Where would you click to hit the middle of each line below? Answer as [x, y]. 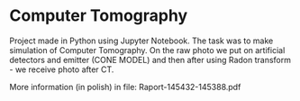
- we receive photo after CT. [62, 69]
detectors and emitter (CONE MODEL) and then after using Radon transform [150, 60]
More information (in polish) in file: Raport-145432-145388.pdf [125, 87]
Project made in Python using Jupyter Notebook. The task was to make [141, 41]
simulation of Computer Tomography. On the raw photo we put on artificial [147, 50]
